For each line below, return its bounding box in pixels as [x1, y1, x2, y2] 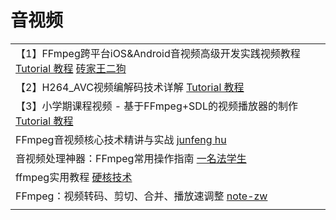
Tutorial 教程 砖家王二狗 [15, 61, 127, 75]
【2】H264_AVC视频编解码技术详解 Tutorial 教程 [15, 80, 245, 94]
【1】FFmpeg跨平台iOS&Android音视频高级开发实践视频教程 [15, 46, 301, 60]
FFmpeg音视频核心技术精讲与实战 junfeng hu [15, 132, 227, 146]
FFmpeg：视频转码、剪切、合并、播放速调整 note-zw [15, 189, 268, 203]
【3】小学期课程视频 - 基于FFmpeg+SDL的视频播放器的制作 [15, 99, 298, 113]
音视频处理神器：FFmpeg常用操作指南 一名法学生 [15, 151, 247, 165]
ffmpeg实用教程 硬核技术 [15, 170, 133, 184]
